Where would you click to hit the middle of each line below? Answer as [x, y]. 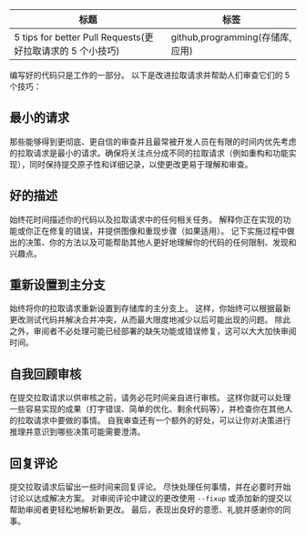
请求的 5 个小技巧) [81, 51]
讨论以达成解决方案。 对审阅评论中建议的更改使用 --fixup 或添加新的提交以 [151, 499]
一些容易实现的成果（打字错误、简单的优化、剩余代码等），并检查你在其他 [147, 409]
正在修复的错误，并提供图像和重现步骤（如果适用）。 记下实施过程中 [160, 230]
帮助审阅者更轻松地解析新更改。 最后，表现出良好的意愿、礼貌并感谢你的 [146, 510]
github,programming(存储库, [231, 37]
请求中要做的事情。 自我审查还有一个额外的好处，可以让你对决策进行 [162, 420]
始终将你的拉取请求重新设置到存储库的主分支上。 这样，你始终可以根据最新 [150, 308]
